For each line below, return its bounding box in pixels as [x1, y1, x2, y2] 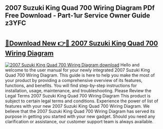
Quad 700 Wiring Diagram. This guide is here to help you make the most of [5, 72, 155, 78]
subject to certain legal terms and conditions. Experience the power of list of [5, 98, 159, 104]
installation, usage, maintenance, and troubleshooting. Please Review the [5, 88, 152, 94]
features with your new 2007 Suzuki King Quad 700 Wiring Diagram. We [5, 103, 150, 109]
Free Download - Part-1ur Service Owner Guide [5, 12, 150, 20]
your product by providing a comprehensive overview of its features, [5, 78, 143, 83]
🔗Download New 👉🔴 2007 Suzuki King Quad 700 [5, 39, 158, 48]
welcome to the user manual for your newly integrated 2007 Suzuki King [5, 67, 150, 73]
